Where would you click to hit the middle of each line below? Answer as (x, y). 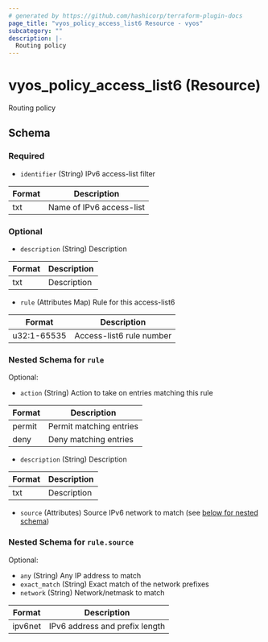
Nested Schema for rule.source (71, 542)
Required (27, 156)
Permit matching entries (93, 426)
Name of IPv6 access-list (97, 207)
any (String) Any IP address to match (80, 575)
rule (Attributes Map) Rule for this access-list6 (97, 302)
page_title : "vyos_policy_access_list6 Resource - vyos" (106, 23)
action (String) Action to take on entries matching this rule (116, 393)
